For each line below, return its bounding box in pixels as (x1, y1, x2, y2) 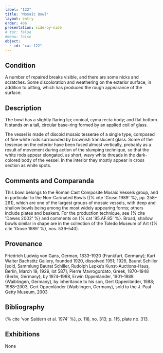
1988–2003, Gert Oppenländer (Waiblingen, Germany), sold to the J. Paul (5, 283, 152, 290)
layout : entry (5, 16, 34, 21)
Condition (5, 61, 36, 70)
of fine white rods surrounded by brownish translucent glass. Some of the (5, 137, 153, 143)
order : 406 (5, 20, 27, 26)
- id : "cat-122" (9, 43, 42, 48)
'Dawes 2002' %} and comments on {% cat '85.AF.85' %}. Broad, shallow (5, 215, 153, 222)
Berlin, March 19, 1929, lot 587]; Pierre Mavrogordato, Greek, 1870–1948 (5, 268, 149, 274)
